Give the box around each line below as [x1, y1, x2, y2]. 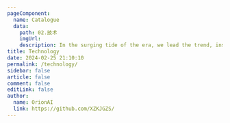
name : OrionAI [13, 99, 53, 106]
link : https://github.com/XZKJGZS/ [13, 105, 115, 112]
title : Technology [7, 49, 60, 55]
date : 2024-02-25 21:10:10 [7, 55, 84, 61]
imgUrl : [19, 36, 41, 42]
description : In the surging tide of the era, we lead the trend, [19, 42, 213, 49]
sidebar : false [7, 67, 51, 74]
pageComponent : [7, 10, 51, 17]
